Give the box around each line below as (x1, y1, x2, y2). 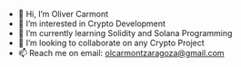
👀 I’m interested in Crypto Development (17, 18, 166, 29)
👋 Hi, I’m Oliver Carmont (17, 9, 109, 19)
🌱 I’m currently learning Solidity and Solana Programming (17, 28, 233, 38)
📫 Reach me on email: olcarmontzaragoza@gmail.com (17, 48, 225, 58)
